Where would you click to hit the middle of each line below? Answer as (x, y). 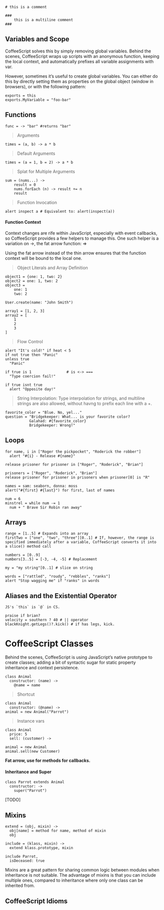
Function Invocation (37, 202)
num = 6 (13, 499)
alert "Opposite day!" (33, 389)
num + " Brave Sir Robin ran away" (46, 507)
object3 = (15, 285)
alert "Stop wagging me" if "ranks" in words (52, 581)
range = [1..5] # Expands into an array (47, 534)
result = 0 (25, 185)
